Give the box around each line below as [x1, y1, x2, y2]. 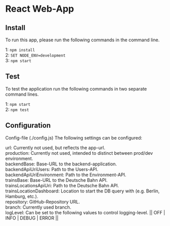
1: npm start [5, 101, 31, 107]
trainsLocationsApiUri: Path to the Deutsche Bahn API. [5, 182, 119, 188]
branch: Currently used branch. [5, 204, 71, 210]
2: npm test [5, 106, 29, 112]
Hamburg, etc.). [5, 193, 38, 199]
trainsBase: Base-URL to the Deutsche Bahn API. [5, 177, 108, 183]
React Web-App [5, 3, 74, 15]
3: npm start [5, 58, 32, 64]
